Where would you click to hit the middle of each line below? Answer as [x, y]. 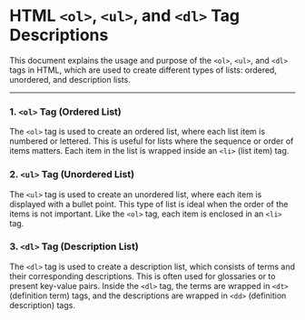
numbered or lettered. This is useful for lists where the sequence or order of [152, 141]
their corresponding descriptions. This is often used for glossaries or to [143, 276]
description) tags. [42, 305]
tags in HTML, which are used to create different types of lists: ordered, [143, 70]
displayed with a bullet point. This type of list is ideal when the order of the [149, 204]
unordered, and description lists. [70, 79]
